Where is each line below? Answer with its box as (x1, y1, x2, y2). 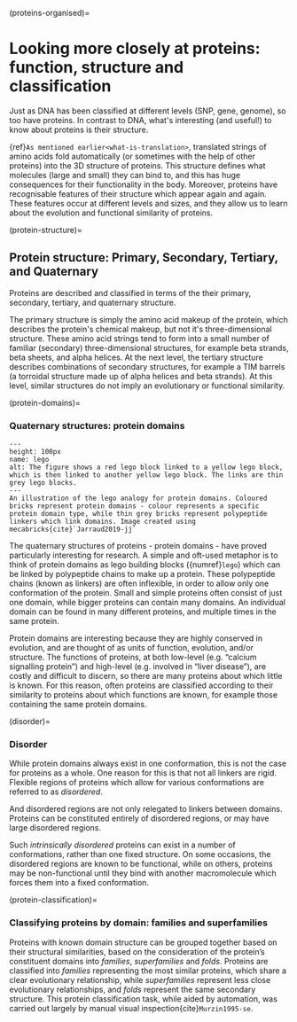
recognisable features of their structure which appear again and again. (9, 188, 268, 199)
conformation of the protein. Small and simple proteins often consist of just (9, 588, 283, 598)
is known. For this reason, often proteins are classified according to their (9, 680, 274, 690)
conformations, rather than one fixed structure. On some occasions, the (9, 849, 271, 860)
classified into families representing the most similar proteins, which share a (9, 965, 286, 976)
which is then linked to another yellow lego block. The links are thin (9, 471, 284, 480)
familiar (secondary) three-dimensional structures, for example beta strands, (9, 342, 289, 353)
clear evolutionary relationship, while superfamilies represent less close (9, 974, 271, 985)
